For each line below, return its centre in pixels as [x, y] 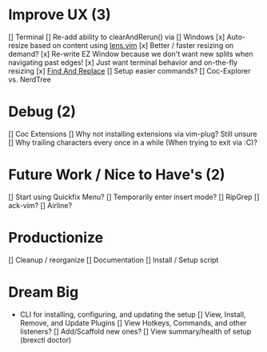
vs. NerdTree [30, 79]
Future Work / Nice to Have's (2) [117, 175]
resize [18, 45]
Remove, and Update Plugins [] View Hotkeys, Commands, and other [133, 322]
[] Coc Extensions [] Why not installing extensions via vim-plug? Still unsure [133, 134]
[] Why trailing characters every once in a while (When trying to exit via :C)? [133, 142]
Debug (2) [42, 112]
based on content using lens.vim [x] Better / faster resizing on [132, 45]
